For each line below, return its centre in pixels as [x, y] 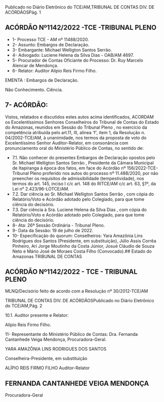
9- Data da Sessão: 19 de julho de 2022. [53, 230]
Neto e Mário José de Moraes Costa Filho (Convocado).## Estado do [82, 251]
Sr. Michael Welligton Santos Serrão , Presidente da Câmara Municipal [83, 163]
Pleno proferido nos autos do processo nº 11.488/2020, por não [94, 173]
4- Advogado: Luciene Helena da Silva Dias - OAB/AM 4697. [73, 55]
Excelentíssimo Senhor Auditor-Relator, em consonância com [67, 143]
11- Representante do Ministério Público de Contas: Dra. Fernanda [71, 334]
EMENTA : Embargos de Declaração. [42, 80]
